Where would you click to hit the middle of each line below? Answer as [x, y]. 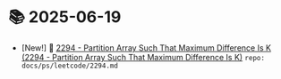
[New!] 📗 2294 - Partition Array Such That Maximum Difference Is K [146, 47]
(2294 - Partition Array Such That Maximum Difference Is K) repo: [143, 57]
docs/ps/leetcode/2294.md [69, 66]
